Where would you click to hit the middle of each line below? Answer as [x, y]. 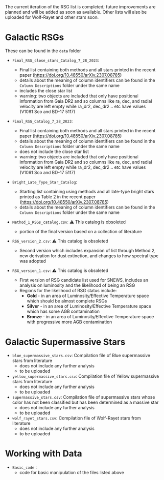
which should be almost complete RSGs [67, 301]
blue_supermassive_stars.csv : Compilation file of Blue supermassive [81, 356]
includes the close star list [46, 91]
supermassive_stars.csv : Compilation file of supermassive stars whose [83, 397]
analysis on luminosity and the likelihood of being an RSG [77, 285]
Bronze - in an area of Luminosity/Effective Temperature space [90, 317]
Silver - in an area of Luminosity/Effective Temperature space [89, 306]
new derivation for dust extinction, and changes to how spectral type [89, 256]
